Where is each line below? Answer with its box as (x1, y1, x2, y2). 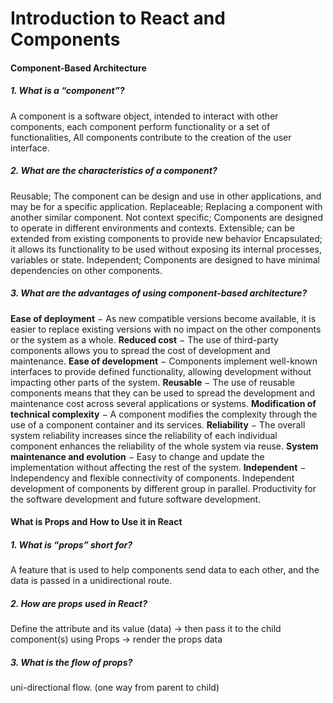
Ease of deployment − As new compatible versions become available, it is (10, 312, 317, 324)
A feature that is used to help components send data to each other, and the (10, 564, 320, 576)
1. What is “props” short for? (10, 538, 133, 551)
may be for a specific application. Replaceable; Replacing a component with (10, 200, 323, 212)
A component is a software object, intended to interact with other (10, 110, 279, 122)
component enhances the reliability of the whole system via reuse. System (10, 440, 319, 452)
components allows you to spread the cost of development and (10, 344, 271, 356)
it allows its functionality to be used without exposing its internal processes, (10, 243, 322, 255)
